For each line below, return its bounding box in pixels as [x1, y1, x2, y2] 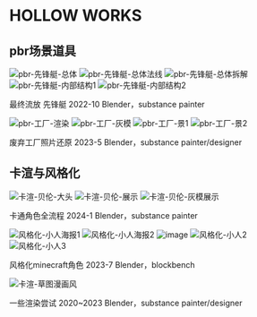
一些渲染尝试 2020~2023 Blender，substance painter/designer [9, 297, 243, 308]
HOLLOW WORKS [9, 5, 142, 26]
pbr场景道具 [9, 43, 77, 58]
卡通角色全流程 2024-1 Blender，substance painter [9, 210, 199, 220]
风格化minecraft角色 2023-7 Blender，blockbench [9, 259, 195, 270]
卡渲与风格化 [9, 166, 81, 181]
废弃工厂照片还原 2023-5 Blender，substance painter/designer [9, 137, 243, 148]
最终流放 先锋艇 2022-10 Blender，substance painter [9, 99, 205, 109]
